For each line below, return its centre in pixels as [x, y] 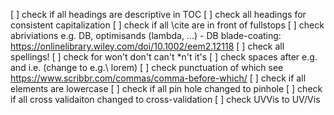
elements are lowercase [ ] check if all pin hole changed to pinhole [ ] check [166, 88]
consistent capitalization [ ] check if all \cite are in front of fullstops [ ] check [167, 25]
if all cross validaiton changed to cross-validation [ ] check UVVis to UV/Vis [165, 99]
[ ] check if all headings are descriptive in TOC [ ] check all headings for [158, 14]
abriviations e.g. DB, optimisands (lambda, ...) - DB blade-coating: [146, 35]
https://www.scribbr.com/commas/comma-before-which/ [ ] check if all [158, 78]
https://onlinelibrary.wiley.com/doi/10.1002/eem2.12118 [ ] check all [147, 46]
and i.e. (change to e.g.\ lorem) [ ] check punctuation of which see [147, 67]
